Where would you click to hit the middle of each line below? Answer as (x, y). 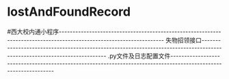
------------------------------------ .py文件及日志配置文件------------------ (113, 56)
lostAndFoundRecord (69, 12)
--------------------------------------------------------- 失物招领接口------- (114, 40)
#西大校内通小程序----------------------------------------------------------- (114, 31)
